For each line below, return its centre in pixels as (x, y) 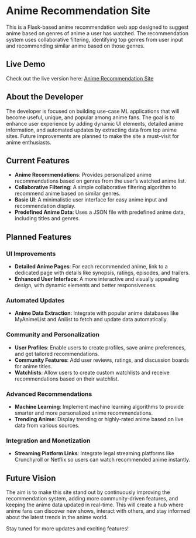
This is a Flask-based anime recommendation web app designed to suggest (97, 27)
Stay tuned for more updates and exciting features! (67, 529)
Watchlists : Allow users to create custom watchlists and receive (92, 372)
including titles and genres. (47, 218)
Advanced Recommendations (49, 394)
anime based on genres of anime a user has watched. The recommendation (97, 33)
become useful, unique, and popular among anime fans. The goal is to (90, 117)
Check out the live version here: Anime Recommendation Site (80, 78)
